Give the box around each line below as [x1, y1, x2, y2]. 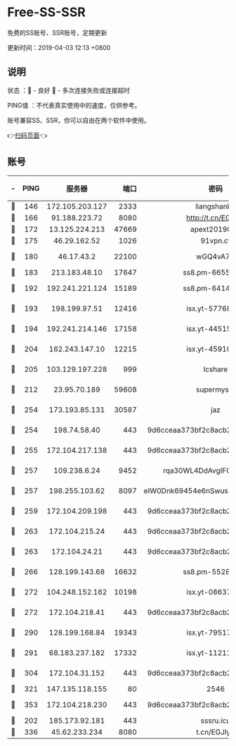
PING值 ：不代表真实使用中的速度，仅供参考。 [7, 101, 141, 109]
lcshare [203, 364, 228, 374]
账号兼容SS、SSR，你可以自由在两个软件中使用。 [7, 116, 150, 124]
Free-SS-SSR [7, 4, 86, 20]
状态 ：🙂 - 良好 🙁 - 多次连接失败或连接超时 [7, 86, 130, 94]
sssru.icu [200, 716, 231, 726]
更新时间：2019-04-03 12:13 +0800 [7, 43, 111, 51]
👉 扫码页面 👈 [7, 131, 48, 139]
